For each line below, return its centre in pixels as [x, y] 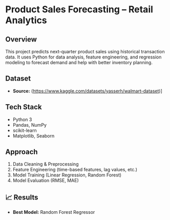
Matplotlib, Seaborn [34, 136]
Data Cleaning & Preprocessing [46, 164]
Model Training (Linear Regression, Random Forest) [67, 175]
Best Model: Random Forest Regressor [54, 212]
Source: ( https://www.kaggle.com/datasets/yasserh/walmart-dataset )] [87, 91]
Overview [21, 39]
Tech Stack [24, 107]
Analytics [26, 20]
